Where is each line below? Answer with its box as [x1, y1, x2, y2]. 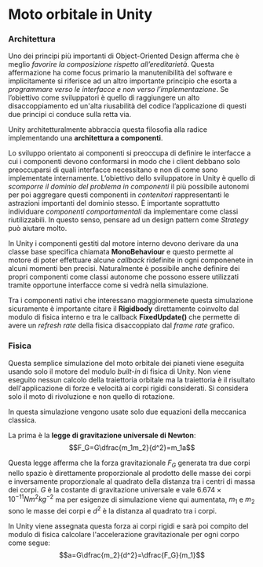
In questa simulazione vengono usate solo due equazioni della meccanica [8, 407, 247, 416]
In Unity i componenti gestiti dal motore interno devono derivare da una [8, 239, 239, 248]
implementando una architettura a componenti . [8, 134, 163, 143]
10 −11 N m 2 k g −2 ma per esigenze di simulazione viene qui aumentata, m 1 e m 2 [8, 493, 255, 506]
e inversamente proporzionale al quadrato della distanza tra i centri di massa [8, 477, 256, 486]
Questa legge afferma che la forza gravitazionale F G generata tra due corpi [8, 458, 250, 469]
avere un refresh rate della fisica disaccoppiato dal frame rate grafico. [8, 320, 236, 331]
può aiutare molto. [8, 224, 68, 233]
